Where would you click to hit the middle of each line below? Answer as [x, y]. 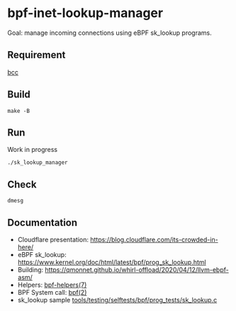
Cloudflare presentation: [53, 240]
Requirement [36, 55]
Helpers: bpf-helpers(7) [52, 285]
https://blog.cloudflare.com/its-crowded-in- [154, 240]
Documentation [43, 223]
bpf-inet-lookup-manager [85, 13]
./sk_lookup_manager [38, 163]
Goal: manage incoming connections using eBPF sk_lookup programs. [110, 33]
